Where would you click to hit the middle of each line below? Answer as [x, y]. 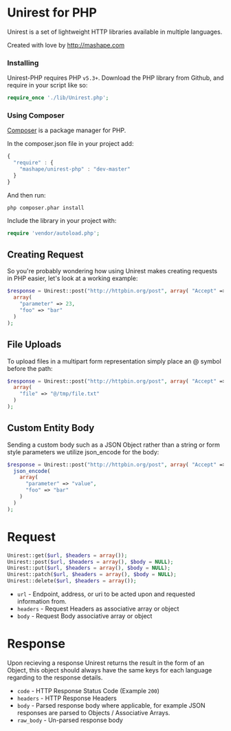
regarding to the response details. [55, 677]
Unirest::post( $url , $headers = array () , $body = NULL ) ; [90, 562]
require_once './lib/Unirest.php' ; [58, 98]
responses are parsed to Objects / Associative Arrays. [93, 712]
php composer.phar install [46, 208]
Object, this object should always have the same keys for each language [110, 670]
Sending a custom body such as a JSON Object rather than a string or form [113, 445]
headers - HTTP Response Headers [67, 698]
